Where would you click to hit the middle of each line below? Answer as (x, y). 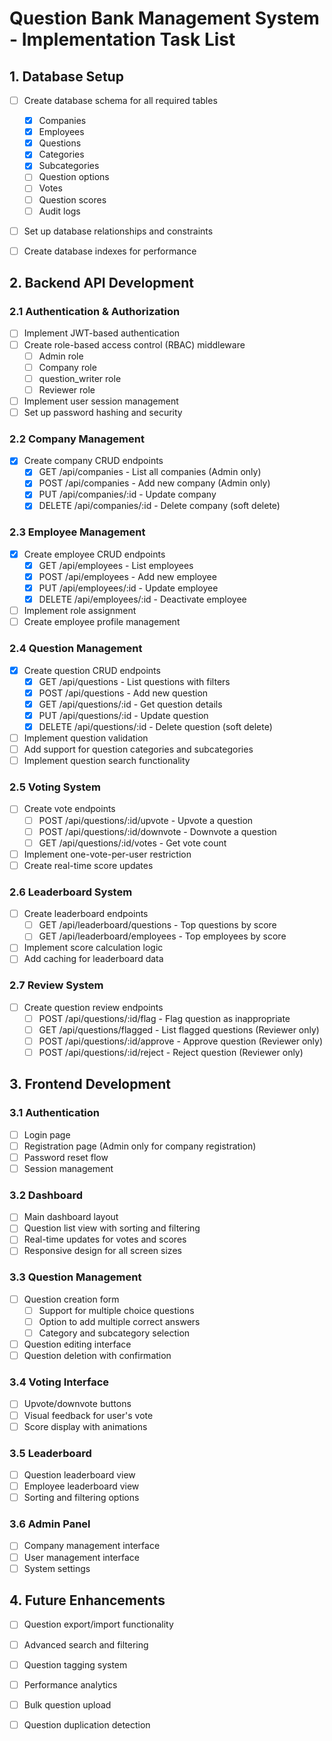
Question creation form (71, 1299)
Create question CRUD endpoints (92, 670)
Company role (67, 367)
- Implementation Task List (122, 39)
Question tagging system (75, 1664)
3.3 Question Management (75, 1277)
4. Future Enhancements (87, 1600)
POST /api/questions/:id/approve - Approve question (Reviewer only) (181, 1041)
